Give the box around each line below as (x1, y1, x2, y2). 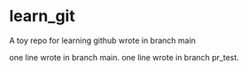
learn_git (9, 6, 75, 26)
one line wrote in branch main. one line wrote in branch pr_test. (9, 52, 239, 62)
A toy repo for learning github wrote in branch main (9, 35, 197, 46)
